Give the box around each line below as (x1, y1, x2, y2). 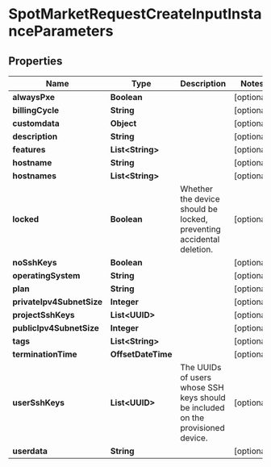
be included (180, 402, 225, 413)
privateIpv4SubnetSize (12, 296, 103, 307)
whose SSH (180, 382, 224, 393)
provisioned (180, 423, 225, 433)
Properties (8, 54, 63, 68)
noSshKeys (12, 257, 57, 268)
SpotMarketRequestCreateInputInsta (8, 5, 262, 23)
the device (180, 194, 220, 204)
